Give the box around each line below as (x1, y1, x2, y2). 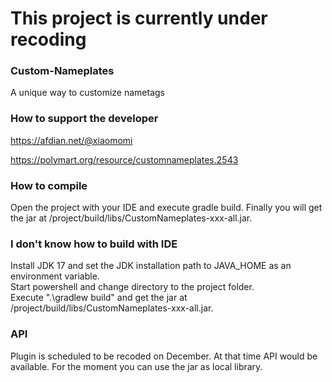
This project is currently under (10, 7, 268, 30)
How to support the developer (10, 112, 159, 126)
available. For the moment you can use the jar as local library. (10, 360, 263, 372)
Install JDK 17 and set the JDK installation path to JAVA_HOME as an (10, 260, 292, 272)
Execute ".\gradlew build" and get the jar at (10, 292, 188, 304)
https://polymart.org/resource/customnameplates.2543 (10, 153, 239, 166)
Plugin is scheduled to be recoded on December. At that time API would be (10, 350, 318, 362)
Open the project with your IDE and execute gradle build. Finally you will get (10, 202, 323, 214)
